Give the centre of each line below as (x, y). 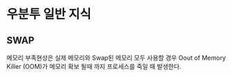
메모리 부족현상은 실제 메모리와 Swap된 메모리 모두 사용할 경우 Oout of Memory (116, 58)
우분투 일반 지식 (49, 14)
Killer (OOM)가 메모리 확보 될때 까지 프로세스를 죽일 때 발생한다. (94, 66)
